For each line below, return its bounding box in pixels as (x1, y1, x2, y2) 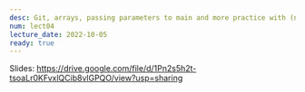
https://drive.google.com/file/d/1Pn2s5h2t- (35, 63, 197, 74)
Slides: (9, 63, 34, 74)
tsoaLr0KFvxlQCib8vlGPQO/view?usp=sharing (9, 73, 183, 84)
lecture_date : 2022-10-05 (9, 30, 107, 39)
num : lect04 (9, 22, 54, 31)
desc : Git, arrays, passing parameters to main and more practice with (9, 13, 286, 23)
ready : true (9, 38, 54, 48)
